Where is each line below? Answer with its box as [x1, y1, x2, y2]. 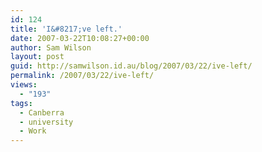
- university [19, 117, 74, 127]
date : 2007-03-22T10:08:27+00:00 [10, 33, 150, 43]
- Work [19, 126, 47, 136]
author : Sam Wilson [10, 42, 92, 53]
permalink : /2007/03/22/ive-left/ [10, 71, 155, 81]
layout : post [10, 52, 65, 62]
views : [10, 80, 38, 90]
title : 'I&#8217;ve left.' [10, 24, 123, 34]
